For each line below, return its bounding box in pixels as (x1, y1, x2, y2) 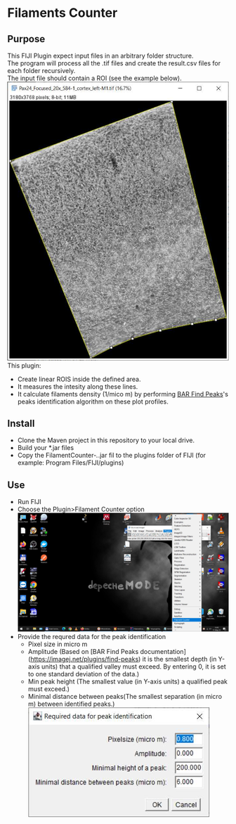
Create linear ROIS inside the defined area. (17, 375, 141, 383)
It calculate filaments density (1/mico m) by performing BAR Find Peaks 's (17, 390, 228, 398)
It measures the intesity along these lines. (17, 382, 138, 391)
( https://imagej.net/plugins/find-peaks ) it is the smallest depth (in (27, 655, 217, 664)
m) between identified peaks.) (27, 700, 115, 708)
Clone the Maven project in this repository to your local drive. (17, 436, 195, 444)
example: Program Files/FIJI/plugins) (17, 458, 124, 467)
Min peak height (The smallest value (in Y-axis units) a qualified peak (27, 677, 228, 686)
